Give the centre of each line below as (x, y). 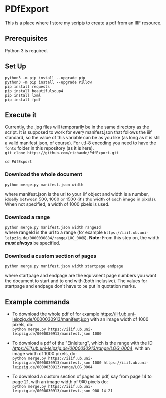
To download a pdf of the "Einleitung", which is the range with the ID (82, 343)
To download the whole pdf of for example (56, 314)
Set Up (16, 67)
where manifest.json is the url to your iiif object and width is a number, (77, 194)
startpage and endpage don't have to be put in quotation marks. (71, 286)
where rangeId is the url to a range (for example (54, 232)
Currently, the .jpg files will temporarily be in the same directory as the (77, 127)
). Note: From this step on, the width (122, 237)
